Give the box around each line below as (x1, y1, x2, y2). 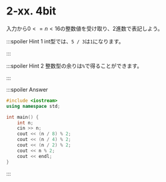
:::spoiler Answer (6, 86, 48, 93)
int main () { (6, 114, 39, 120)
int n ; (17, 119, 34, 126)
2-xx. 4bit (6, 4, 57, 18)
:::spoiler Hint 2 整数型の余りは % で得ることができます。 (6, 62, 143, 69)
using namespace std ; (6, 103, 61, 109)
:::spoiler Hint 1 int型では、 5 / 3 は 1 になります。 (6, 37, 124, 45)
